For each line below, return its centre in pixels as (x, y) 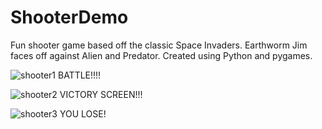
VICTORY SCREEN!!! (101, 94)
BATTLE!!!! (79, 75)
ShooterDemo (69, 17)
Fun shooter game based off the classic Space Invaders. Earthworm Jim (159, 45)
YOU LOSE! (83, 113)
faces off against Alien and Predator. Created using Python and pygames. (161, 55)
